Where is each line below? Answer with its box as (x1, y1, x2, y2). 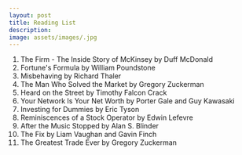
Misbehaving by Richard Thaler (20, 71, 122, 81)
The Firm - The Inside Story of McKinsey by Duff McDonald (20, 55, 213, 64)
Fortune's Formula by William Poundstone (20, 63, 156, 73)
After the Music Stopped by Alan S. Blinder (20, 121, 159, 131)
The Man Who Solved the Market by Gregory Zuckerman (20, 80, 204, 89)
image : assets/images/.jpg (9, 33, 97, 41)
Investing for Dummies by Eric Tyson (20, 105, 140, 114)
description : (9, 26, 52, 34)
